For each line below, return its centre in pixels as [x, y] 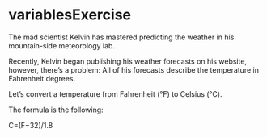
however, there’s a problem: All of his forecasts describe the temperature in [133, 69]
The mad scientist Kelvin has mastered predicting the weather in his [121, 37]
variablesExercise [70, 15]
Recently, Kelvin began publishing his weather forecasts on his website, [128, 61]
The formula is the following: [56, 110]
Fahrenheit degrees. [42, 78]
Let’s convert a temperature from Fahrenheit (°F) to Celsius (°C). [115, 93]
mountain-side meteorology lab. [62, 45]
